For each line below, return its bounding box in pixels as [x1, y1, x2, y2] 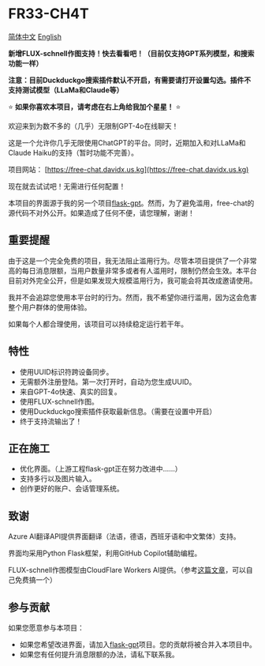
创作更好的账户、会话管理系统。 [19, 484, 124, 494]
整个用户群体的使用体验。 [8, 302, 91, 312]
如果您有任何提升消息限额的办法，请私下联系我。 [19, 649, 179, 659]
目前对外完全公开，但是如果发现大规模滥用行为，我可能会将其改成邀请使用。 [8, 276, 257, 285]
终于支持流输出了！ [19, 416, 83, 426]
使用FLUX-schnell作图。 [19, 397, 99, 406]
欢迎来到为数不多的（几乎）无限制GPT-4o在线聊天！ [8, 121, 179, 130]
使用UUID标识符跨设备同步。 [19, 367, 114, 376]
